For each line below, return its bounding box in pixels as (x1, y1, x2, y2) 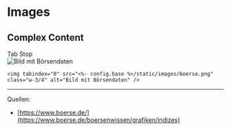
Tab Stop (7, 50, 33, 58)
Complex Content (7, 32, 84, 43)
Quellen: (7, 95, 31, 103)
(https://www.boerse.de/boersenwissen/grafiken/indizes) (16, 116, 180, 124)
